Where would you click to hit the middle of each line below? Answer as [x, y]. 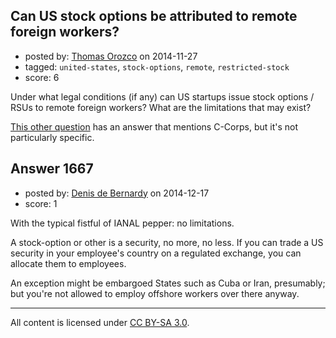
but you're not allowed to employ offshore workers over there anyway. [155, 293]
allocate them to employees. [68, 263]
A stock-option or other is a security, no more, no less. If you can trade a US [167, 242]
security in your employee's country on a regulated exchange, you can [156, 253]
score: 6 [42, 77]
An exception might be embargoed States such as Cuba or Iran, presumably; [168, 283]
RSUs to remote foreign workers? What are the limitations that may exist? [161, 107]
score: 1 [41, 203]
